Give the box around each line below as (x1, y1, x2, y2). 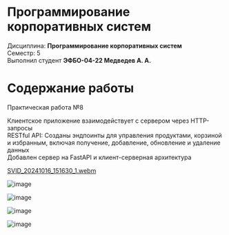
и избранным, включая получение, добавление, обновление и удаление (7, 139, 221, 147)
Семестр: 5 (7, 49, 41, 57)
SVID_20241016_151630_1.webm (7, 166, 97, 174)
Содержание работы (7, 81, 135, 96)
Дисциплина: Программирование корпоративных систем (7, 41, 183, 50)
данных (7, 145, 30, 154)
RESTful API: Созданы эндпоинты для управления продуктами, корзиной (7, 131, 222, 139)
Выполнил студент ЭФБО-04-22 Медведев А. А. (7, 56, 152, 64)
